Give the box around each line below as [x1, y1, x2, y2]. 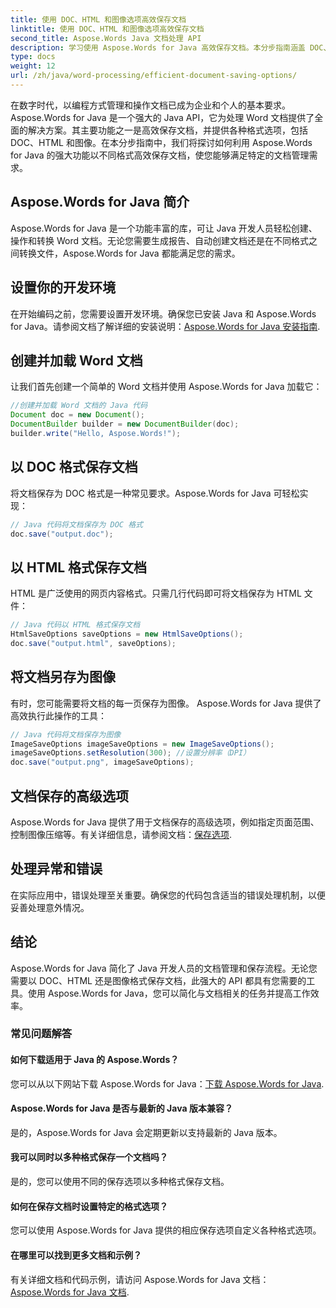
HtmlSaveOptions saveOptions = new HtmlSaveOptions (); [10, 629, 244, 640]
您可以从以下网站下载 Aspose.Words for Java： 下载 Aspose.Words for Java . [10, 1077, 325, 1090]
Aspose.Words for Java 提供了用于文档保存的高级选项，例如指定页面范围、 [10, 816, 320, 828]
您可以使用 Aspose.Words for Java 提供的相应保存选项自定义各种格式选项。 [10, 1224, 322, 1236]
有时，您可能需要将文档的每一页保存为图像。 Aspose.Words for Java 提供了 [10, 697, 322, 709]
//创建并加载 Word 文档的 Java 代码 [10, 401, 148, 411]
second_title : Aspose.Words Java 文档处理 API [10, 33, 202, 43]
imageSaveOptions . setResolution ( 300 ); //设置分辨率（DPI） [10, 748, 251, 758]
